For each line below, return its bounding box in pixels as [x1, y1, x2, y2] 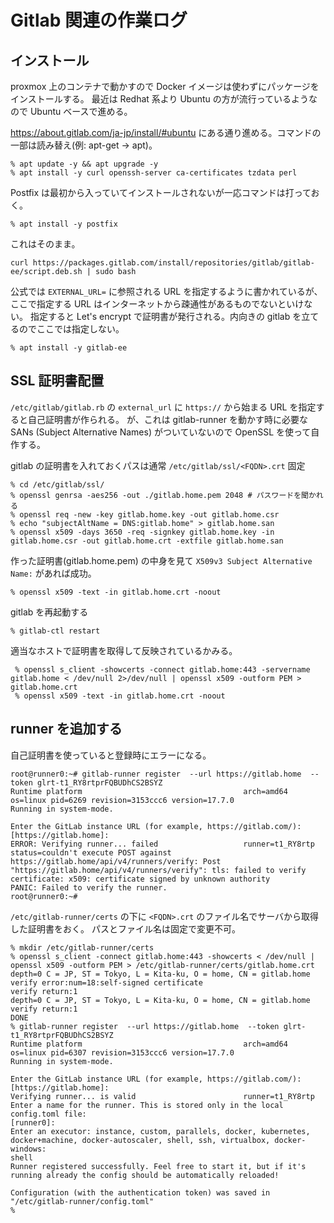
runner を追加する [10, 721, 123, 738]
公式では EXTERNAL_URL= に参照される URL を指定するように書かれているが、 [10, 286, 323, 297]
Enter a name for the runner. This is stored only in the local [10, 1100, 284, 1110]
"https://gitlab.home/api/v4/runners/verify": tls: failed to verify [10, 865, 307, 875]
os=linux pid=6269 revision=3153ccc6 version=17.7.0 [10, 795, 235, 805]
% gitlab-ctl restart [10, 626, 101, 636]
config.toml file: [10, 1109, 87, 1119]
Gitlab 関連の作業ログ [10, 9, 188, 32]
